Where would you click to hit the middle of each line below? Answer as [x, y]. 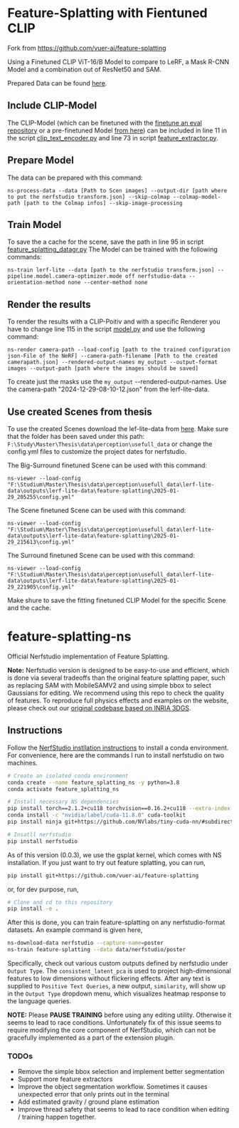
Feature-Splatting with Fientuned [107, 13]
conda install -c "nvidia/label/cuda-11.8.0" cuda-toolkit [97, 815]
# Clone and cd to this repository [60, 902]
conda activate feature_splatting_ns [63, 789]
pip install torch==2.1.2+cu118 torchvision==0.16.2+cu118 [97, 809]
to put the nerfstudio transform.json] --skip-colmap [89, 197]
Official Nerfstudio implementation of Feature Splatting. [88, 656]
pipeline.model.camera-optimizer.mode [65, 276]
